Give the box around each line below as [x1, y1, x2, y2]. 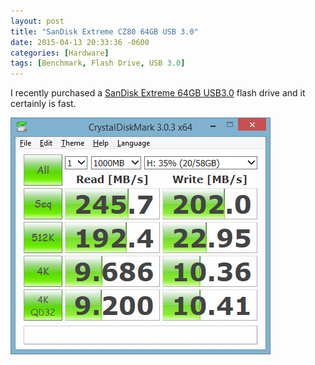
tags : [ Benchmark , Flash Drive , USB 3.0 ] [10, 58, 186, 69]
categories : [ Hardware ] [10, 48, 110, 58]
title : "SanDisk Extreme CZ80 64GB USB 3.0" [10, 26, 199, 37]
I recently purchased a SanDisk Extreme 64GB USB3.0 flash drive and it [10, 87, 306, 99]
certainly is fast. [10, 98, 77, 110]
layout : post [10, 16, 65, 26]
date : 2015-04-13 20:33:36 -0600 [10, 37, 150, 47]
